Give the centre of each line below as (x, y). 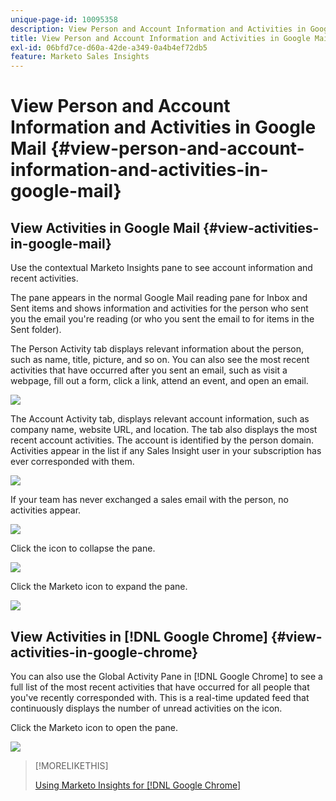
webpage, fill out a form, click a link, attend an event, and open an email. (159, 381)
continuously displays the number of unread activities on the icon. (146, 708)
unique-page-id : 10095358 (64, 19)
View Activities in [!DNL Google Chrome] (139, 636)
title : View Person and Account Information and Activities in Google (160, 38)
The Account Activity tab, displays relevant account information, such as (160, 419)
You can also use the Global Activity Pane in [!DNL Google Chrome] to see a (166, 676)
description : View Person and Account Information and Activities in (158, 29)
